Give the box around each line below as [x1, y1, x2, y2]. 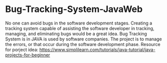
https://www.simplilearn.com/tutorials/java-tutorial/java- [39, 46, 155, 52]
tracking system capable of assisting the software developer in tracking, [5, 25, 154, 31]
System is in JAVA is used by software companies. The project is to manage [5, 36, 162, 42]
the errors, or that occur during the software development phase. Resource [5, 41, 160, 47]
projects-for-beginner [5, 51, 50, 58]
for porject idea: [5, 46, 39, 52]
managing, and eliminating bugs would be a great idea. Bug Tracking [5, 30, 147, 36]
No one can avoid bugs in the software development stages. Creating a [5, 20, 152, 26]
